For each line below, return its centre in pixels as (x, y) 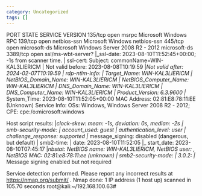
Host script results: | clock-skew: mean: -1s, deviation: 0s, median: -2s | (95, 123)
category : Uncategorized (37, 12)
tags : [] (17, 17)
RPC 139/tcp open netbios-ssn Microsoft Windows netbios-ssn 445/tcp (95, 41)
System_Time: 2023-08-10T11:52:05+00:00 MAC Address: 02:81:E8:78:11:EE (101, 99)
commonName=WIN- (137, 60)
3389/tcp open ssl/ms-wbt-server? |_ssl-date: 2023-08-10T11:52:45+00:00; (101, 54)
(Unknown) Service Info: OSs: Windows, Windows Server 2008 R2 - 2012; (98, 105)
